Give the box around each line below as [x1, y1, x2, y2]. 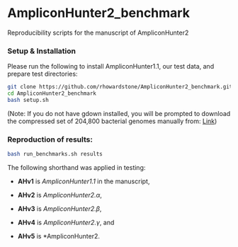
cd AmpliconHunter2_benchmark [7, 90, 97, 97]
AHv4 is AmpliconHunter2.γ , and [17, 218, 115, 227]
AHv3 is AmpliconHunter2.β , [17, 205, 102, 213]
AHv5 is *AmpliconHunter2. [17, 232, 101, 241]
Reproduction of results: [7, 134, 93, 144]
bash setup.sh [7, 96, 50, 103]
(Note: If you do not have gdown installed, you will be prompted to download [7, 109, 231, 117]
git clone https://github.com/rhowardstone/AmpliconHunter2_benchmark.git [7, 84, 233, 91]
